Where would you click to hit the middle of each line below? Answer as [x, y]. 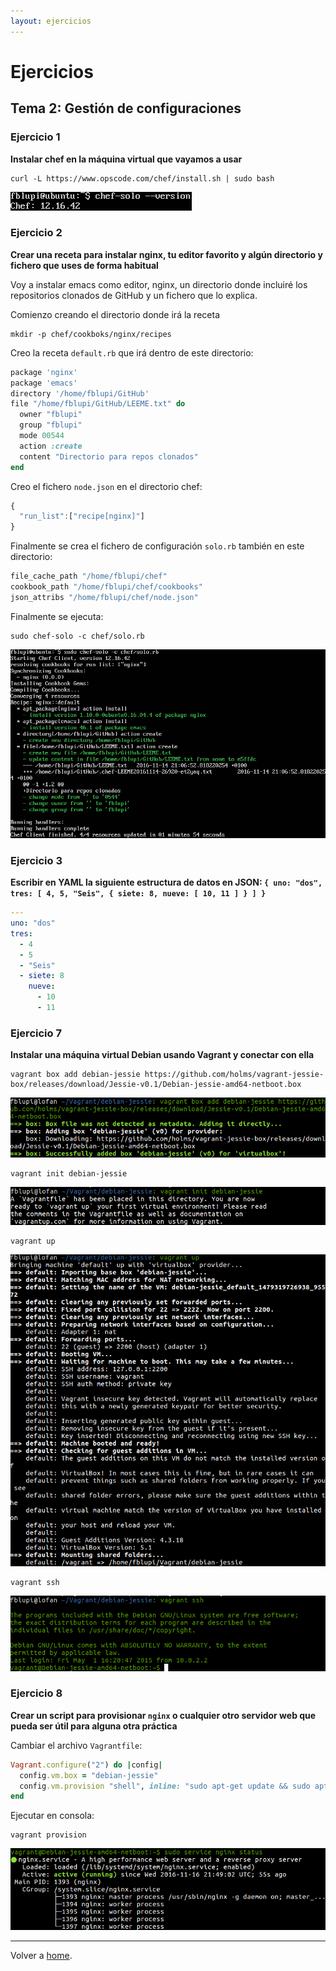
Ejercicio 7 [36, 1033]
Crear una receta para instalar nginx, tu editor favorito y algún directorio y [166, 254]
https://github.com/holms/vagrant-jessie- [234, 1075]
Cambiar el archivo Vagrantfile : [76, 1745]
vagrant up [33, 1241]
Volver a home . [41, 1956]
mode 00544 [42, 436]
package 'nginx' [44, 372]
